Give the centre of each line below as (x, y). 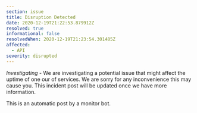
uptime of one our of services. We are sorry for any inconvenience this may (99, 79)
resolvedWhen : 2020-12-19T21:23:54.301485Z (61, 39)
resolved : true (25, 28)
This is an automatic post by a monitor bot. (59, 103)
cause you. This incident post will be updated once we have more (87, 85)
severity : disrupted (32, 56)
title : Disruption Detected (41, 17)
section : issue (25, 12)
